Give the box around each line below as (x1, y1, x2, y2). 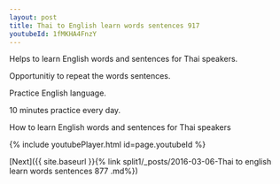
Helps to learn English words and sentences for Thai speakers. (9, 54, 238, 65)
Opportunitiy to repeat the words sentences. (9, 71, 171, 81)
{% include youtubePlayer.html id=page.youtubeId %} (9, 139, 206, 150)
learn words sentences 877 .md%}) (9, 165, 139, 177)
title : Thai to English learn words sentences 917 (9, 21, 200, 30)
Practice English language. (9, 88, 106, 98)
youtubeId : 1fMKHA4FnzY (9, 29, 97, 38)
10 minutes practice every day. (9, 105, 121, 116)
